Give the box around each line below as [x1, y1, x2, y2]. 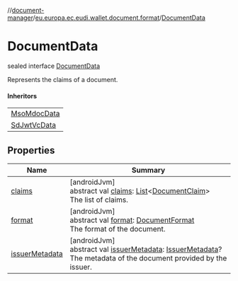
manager [7, 13, 33, 22]
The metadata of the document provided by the [69, 253, 227, 263]
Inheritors [7, 91, 38, 100]
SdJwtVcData [11, 120, 57, 130]
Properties [7, 144, 55, 156]
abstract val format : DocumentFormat [69, 215, 195, 225]
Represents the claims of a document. [7, 75, 118, 84]
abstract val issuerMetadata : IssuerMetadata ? [69, 244, 222, 254]
